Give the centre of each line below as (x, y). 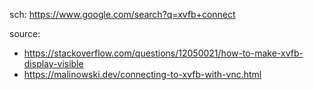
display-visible (53, 63)
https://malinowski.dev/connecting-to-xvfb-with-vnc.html (142, 74)
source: (25, 33)
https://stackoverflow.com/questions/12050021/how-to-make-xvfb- (163, 53)
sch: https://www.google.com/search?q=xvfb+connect (122, 14)
